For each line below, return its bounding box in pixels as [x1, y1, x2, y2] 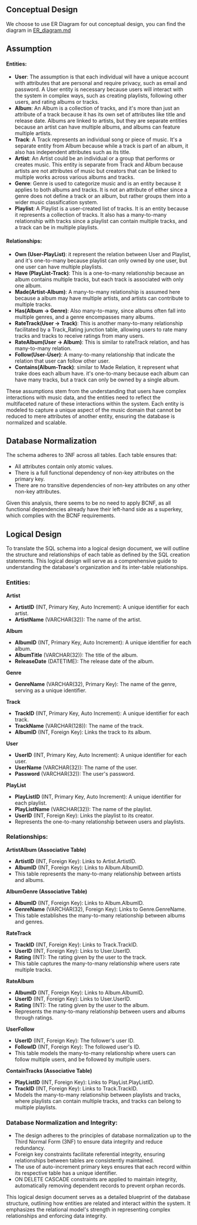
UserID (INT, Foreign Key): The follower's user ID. [14, 1037, 135, 1044]
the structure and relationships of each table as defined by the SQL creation [6, 551, 190, 558]
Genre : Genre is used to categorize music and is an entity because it [14, 180, 181, 187]
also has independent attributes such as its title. [14, 149, 131, 156]
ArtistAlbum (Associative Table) [6, 846, 86, 853]
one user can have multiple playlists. [14, 263, 103, 270]
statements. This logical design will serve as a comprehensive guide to [6, 557, 178, 564]
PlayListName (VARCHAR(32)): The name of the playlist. [14, 805, 152, 812]
